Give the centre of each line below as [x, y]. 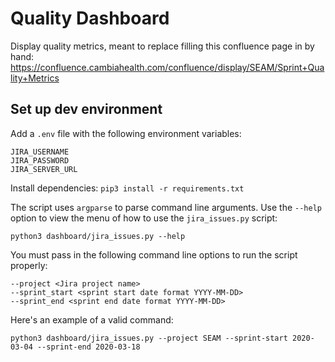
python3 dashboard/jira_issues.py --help [98, 236]
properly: [29, 265]
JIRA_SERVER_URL [44, 169]
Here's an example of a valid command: [92, 319]
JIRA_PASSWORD [40, 160]
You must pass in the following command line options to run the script [154, 254]
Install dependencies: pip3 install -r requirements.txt [127, 188]
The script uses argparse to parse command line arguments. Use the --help [166, 207]
